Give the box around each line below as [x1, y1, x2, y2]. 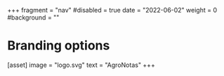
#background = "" [7, 13, 60, 22]
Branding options [7, 38, 110, 54]
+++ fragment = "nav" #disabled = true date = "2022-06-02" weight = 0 [7, 6, 218, 14]
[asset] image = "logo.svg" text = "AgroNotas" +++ [7, 61, 156, 69]
